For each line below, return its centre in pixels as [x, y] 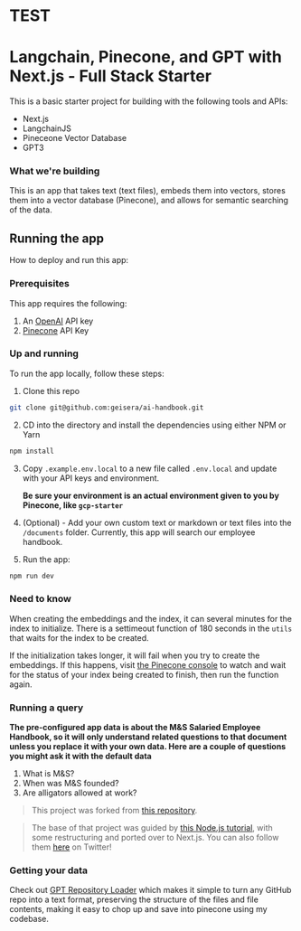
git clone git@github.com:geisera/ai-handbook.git [107, 408]
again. [21, 684]
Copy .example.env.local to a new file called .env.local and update [150, 468]
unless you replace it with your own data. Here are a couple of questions [148, 747]
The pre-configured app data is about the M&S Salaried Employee [135, 728]
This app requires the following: [68, 303]
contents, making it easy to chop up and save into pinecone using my [139, 909]
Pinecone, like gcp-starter [73, 505]
